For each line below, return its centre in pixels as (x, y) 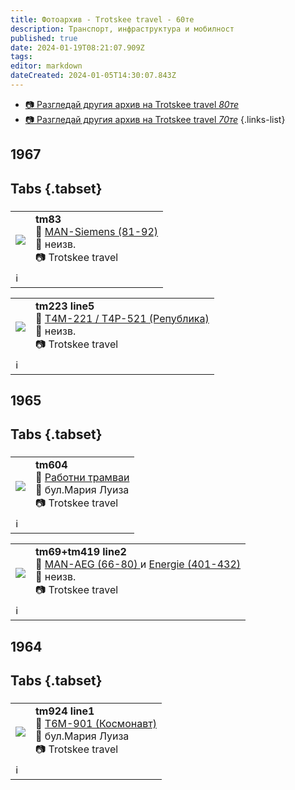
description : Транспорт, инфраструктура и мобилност (122, 29)
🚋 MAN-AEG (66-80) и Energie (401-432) (138, 564)
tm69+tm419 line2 (81, 552)
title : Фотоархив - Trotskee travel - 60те (102, 19)
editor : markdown (46, 66)
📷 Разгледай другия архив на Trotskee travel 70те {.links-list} (155, 119)
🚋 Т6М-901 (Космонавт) (96, 723)
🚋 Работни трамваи (82, 478)
